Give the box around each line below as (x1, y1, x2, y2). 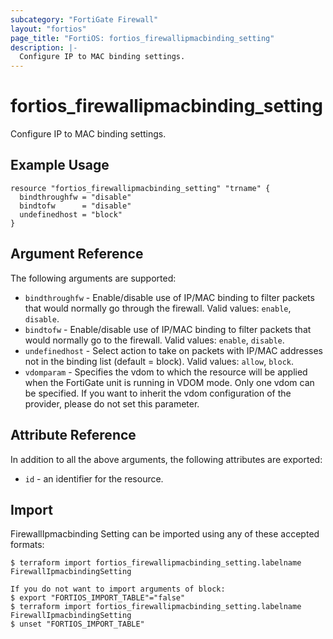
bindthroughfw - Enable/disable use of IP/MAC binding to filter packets (24, 291, 315, 303)
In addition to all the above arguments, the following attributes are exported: (10, 453, 323, 465)
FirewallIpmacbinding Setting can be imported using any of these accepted (10, 528, 320, 540)
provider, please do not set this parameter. (24, 397, 200, 410)
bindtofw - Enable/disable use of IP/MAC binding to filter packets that (24, 323, 312, 335)
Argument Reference (10, 246, 144, 263)
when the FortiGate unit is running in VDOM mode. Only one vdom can (24, 376, 315, 388)
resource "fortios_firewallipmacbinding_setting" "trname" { (10, 183, 271, 193)
